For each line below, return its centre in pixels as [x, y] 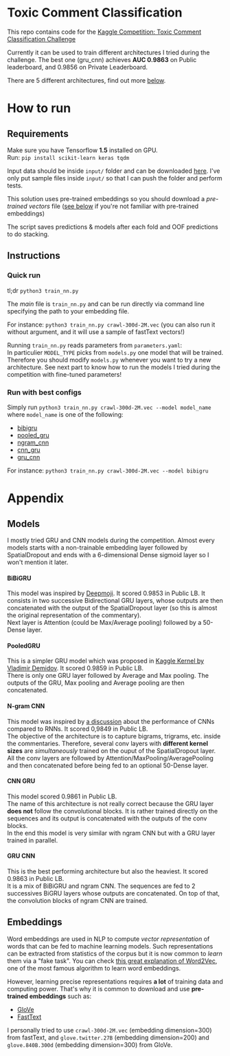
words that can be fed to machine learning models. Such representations [110, 946]
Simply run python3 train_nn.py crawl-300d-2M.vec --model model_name [109, 407]
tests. [15, 185]
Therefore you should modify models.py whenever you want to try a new [109, 360]
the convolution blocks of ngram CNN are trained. [78, 900]
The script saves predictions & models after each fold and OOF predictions [113, 227]
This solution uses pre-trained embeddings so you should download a [106, 198]
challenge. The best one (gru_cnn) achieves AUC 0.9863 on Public [102, 59]
